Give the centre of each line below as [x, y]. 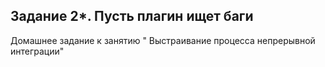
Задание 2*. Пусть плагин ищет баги [132, 16]
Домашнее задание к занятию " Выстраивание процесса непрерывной [163, 40]
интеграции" [37, 51]
